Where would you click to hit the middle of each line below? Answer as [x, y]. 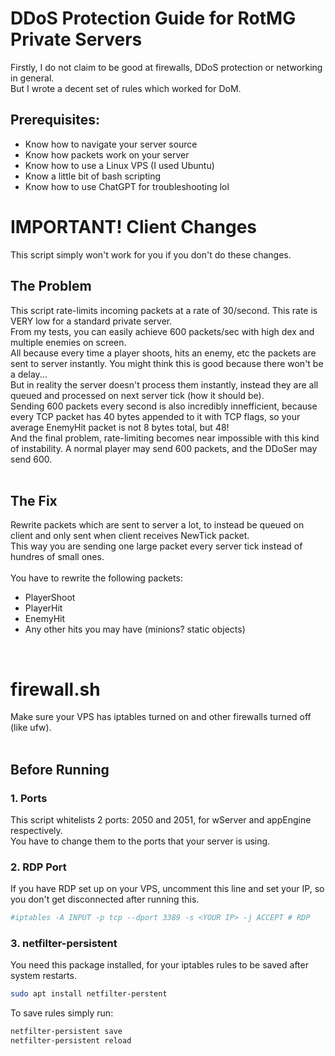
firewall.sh [55, 689]
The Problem [51, 286]
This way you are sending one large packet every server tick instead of [156, 546]
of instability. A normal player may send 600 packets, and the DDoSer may [164, 448]
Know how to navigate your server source [111, 144]
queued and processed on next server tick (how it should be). [137, 395]
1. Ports [29, 798]
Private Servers [76, 39]
